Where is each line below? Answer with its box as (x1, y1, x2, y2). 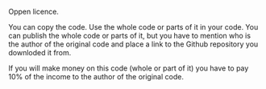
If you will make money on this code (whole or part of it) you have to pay (8, 63, 249, 73)
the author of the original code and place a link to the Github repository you (8, 39, 259, 49)
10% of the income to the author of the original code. (8, 72, 184, 81)
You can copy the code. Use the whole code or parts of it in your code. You (8, 22, 259, 31)
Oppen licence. (8, 7, 59, 16)
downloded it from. (8, 48, 72, 57)
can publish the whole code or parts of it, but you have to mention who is (8, 31, 251, 40)
